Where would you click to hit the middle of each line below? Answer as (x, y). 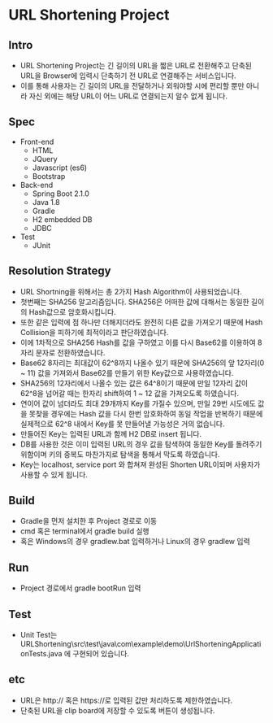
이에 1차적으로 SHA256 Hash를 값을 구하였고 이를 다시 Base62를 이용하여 (138, 342)
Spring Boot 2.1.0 (61, 194)
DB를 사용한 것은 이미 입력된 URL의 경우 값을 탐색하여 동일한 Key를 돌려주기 (141, 444)
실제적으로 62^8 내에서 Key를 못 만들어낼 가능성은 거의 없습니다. (122, 424)
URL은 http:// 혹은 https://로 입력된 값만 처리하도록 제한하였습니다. (126, 700)
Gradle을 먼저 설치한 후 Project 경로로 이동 (89, 521)
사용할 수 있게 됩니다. (54, 474)
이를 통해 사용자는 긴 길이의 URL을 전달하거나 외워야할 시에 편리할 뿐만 (132, 86)
